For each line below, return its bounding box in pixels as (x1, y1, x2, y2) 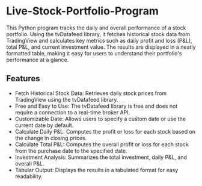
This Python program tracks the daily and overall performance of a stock (6, 24, 186, 31)
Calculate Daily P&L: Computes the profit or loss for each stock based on (14, 128, 196, 135)
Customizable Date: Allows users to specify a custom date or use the (14, 115, 186, 122)
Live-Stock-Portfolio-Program (6, 4, 159, 18)
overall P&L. (14, 160, 44, 167)
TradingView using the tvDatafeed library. (14, 96, 118, 103)
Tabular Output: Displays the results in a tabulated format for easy (14, 166, 179, 173)
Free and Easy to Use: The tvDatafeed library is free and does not (14, 102, 178, 110)
